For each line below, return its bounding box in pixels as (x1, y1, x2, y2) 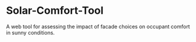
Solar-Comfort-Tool (6, 4, 104, 17)
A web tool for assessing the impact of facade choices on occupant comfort (6, 23, 190, 30)
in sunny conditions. (6, 29, 55, 36)
